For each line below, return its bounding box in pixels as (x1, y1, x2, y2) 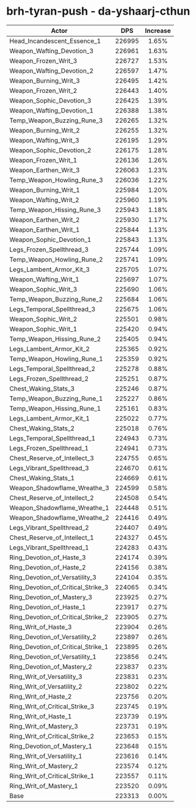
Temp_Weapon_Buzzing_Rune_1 (9, 394, 103, 403)
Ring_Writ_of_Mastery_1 (9, 781, 78, 790)
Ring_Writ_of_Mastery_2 (9, 762, 78, 770)
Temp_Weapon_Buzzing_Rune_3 (9, 116, 103, 125)
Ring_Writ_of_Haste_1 (9, 712, 72, 721)
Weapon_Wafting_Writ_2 (9, 196, 79, 204)
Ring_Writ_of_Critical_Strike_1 (9, 771, 95, 780)
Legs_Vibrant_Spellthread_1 (9, 543, 90, 551)
